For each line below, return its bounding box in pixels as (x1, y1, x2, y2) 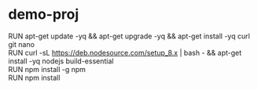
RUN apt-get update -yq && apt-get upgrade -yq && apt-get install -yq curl (8, 31, 250, 41)
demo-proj (8, 5, 79, 23)
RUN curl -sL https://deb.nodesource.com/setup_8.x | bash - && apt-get (8, 48, 242, 57)
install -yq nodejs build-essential (8, 56, 114, 66)
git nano (8, 39, 35, 49)
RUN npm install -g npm (8, 64, 87, 74)
